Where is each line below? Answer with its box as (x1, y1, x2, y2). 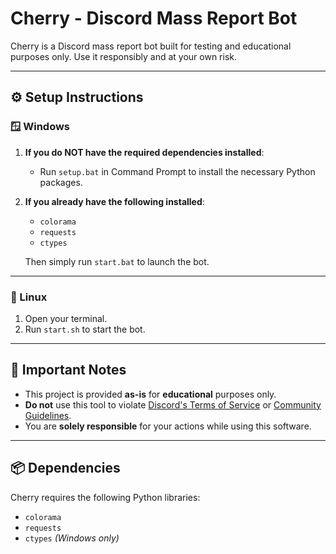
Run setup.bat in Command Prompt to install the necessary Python (39, 165, 316, 177)
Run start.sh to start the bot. (24, 323, 146, 335)
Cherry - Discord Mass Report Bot (10, 7, 298, 30)
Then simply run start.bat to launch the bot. (24, 255, 210, 267)
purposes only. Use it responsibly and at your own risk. (10, 50, 238, 62)
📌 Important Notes (10, 362, 127, 379)
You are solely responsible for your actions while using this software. (24, 420, 312, 432)
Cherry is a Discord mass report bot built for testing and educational (10, 40, 292, 52)
